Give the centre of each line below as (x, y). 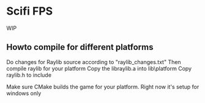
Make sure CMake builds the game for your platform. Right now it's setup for (103, 87)
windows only (24, 93)
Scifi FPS (30, 11)
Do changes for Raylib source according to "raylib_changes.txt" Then (94, 62)
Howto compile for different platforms (80, 47)
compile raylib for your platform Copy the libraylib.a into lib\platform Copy (99, 68)
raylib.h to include (29, 75)
